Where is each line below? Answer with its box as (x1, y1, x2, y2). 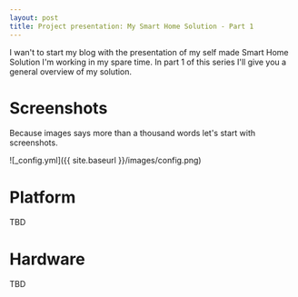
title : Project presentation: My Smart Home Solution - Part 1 (9, 22, 254, 31)
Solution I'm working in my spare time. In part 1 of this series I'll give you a (9, 56, 287, 67)
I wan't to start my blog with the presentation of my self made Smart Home (9, 46, 289, 57)
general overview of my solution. (9, 65, 133, 77)
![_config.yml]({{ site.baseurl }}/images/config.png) (9, 155, 202, 166)
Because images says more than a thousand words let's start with (9, 128, 256, 139)
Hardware (9, 249, 85, 269)
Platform (9, 187, 76, 207)
